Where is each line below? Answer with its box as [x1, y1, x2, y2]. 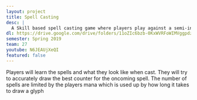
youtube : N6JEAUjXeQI [6, 47, 59, 53]
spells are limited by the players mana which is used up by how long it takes [6, 81, 189, 88]
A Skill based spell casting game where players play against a [11, 25, 172, 31]
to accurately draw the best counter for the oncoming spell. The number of [6, 75, 187, 82]
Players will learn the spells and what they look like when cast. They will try [6, 68, 188, 75]
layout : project [6, 8, 46, 15]
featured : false [6, 52, 46, 58]
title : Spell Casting [6, 14, 59, 20]
